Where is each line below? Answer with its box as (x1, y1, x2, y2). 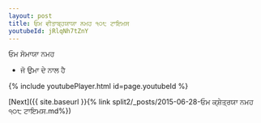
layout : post (8, 11, 53, 20)
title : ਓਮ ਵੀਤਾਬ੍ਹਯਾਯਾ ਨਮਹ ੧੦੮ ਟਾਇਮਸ (8, 19, 130, 28)
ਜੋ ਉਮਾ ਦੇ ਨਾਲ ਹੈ (19, 66, 66, 75)
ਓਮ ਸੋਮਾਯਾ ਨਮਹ (8, 49, 55, 59)
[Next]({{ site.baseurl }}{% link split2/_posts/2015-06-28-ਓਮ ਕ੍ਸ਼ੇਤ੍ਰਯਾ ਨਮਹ (8, 97, 254, 107)
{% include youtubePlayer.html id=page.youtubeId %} (8, 82, 189, 91)
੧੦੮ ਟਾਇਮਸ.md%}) (8, 106, 71, 116)
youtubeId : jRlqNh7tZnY (8, 27, 89, 35)
